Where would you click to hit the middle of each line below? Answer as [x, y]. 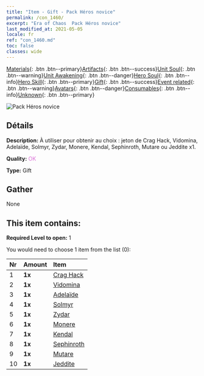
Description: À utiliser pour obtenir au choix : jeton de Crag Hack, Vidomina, [102, 140]
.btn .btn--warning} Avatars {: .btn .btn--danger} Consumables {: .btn [90, 88]
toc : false [20, 46]
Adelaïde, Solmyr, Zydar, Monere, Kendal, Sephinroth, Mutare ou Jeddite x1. [101, 147]
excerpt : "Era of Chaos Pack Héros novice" [64, 23]
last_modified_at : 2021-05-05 [45, 29]
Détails [20, 126]
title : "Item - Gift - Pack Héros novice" [61, 12]
